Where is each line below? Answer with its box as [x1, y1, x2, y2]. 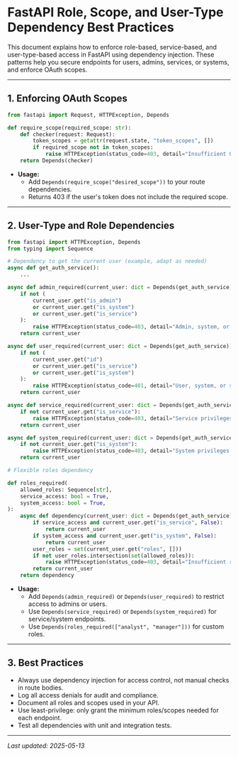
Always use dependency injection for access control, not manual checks [17, 675, 229, 684]
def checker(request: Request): [20, 130, 115, 138]
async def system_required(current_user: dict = [7, 434, 154, 442]
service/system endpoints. [28, 615, 106, 624]
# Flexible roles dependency [7, 467, 93, 474]
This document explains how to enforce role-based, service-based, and [7, 43, 217, 51]
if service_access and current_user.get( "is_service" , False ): [33, 519, 223, 527]
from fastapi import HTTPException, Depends [7, 238, 141, 245]
